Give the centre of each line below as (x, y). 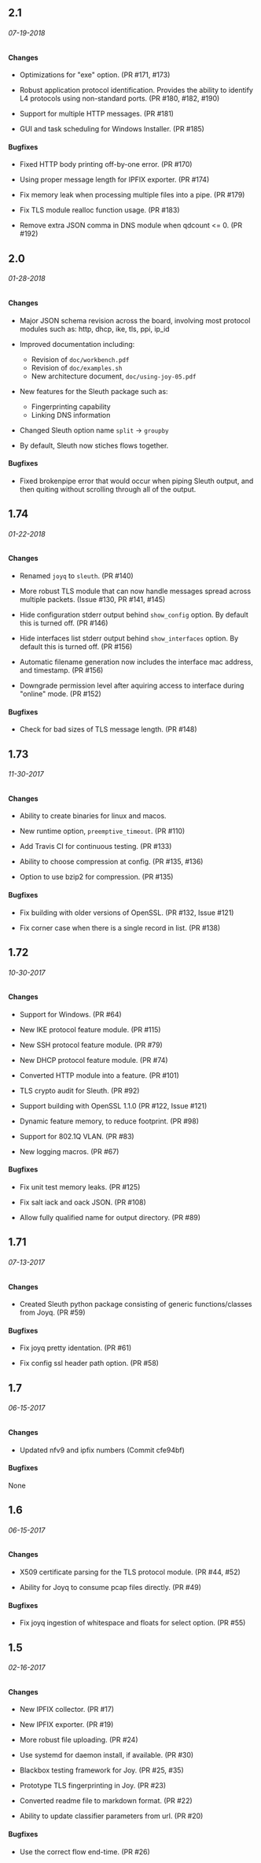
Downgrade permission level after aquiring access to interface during (132, 686)
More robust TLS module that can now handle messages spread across (135, 591)
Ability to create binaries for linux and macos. (93, 816)
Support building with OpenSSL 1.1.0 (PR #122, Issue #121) (113, 1105)
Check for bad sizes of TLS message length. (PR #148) (108, 729)
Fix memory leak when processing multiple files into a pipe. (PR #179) (132, 195)
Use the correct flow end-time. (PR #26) (85, 1851)
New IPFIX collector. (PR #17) (66, 1710)
